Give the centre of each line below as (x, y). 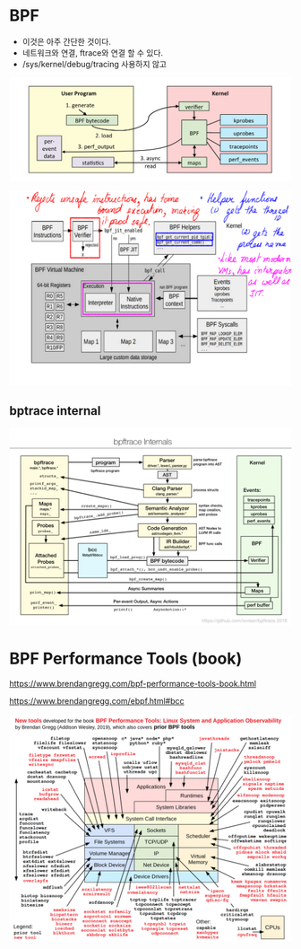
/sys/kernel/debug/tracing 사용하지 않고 (95, 64)
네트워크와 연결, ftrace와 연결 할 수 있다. (93, 53)
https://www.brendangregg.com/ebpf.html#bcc (97, 701)
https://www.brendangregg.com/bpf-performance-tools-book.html (133, 684)
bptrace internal (55, 411)
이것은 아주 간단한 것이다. (67, 41)
